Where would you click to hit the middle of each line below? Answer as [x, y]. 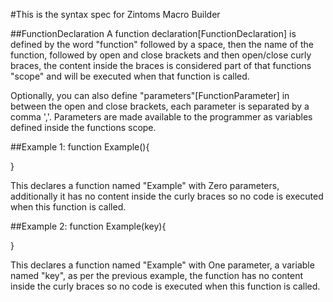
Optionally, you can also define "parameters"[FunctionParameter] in [150, 95]
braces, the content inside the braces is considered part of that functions [161, 65]
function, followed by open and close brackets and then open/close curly [161, 55]
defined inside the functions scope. [83, 127]
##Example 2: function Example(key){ [88, 226]
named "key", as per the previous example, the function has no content [157, 275]
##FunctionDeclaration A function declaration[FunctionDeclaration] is [153, 33]
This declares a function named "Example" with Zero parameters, [145, 185]
